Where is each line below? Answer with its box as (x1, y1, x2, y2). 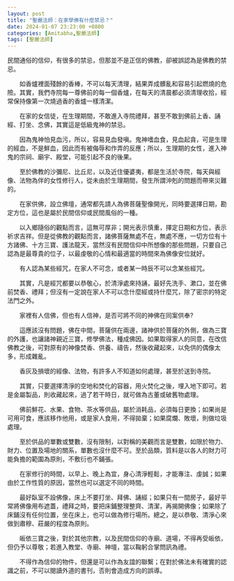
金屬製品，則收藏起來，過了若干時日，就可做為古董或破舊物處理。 (13, 391, 203, 399)
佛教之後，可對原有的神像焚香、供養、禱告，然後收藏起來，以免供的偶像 (7, 343, 214, 352)
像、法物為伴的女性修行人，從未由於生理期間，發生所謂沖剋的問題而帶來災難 (7, 176, 227, 185)
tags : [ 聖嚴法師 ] (7, 36, 54, 43)
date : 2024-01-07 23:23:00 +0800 (7, 23, 104, 30)
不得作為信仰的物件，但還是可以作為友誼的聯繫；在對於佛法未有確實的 (19, 558, 221, 566)
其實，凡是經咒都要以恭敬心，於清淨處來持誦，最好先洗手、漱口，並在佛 (19, 279, 227, 288)
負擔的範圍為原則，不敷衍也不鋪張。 (13, 455, 117, 463)
